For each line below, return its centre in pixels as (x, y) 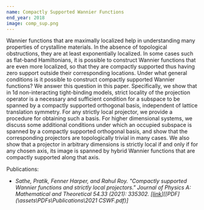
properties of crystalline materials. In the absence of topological (87, 47)
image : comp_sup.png (33, 23)
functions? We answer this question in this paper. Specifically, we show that (102, 86)
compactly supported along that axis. (53, 157)
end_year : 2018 (26, 18)
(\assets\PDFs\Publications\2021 (56, 201)
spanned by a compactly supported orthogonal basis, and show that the (97, 131)
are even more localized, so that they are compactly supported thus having (101, 67)
